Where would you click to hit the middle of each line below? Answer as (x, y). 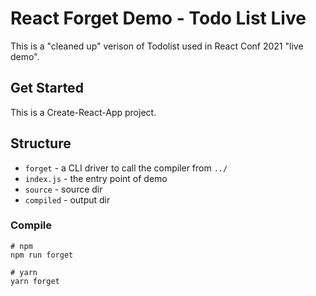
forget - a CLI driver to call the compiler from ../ (126, 168)
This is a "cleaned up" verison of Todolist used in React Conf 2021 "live (157, 46)
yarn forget (35, 281)
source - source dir (63, 189)
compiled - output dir (67, 199)
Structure (41, 143)
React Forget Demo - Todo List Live (158, 18)
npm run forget (42, 255)
